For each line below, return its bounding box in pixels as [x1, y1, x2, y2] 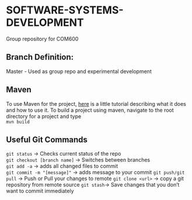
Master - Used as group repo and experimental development [6, 68, 152, 75]
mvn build [6, 119, 30, 125]
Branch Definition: [6, 52, 74, 62]
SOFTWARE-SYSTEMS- [6, 4, 124, 17]
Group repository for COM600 [6, 35, 79, 42]
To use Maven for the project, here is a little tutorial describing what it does [6, 100, 187, 107]
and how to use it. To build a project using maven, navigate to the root [6, 106, 174, 113]
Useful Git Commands [6, 135, 88, 144]
